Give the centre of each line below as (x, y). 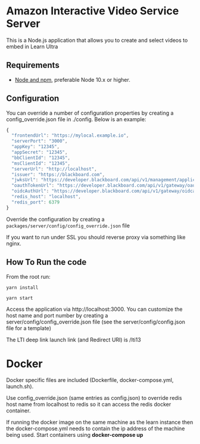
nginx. (14, 243)
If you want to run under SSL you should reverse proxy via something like (96, 237)
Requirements (33, 65)
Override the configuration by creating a (56, 219)
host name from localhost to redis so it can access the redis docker (89, 405)
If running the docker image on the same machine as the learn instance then (100, 423)
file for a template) (29, 328)
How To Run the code (46, 262)
